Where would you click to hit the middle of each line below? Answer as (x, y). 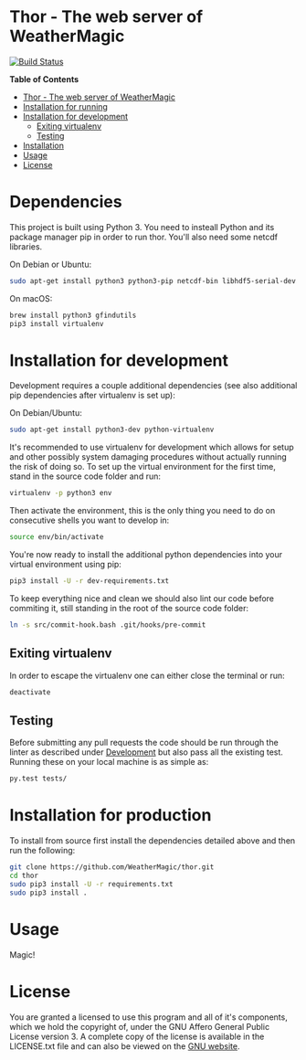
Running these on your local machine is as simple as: (109, 762)
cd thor (24, 875)
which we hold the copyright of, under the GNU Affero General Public (140, 1026)
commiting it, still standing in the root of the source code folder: (129, 608)
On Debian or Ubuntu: (51, 264)
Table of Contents (44, 79)
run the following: (42, 851)
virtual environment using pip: (65, 565)
